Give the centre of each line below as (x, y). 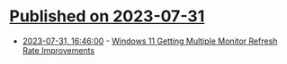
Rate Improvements (58, 50)
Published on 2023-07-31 (107, 16)
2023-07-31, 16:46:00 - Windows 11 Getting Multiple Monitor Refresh (150, 41)
